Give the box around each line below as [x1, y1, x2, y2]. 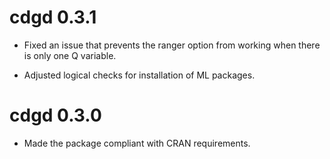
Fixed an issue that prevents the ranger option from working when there [23, 39, 321, 51]
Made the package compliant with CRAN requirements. [23, 137, 251, 149]
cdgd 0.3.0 [9, 104, 102, 127]
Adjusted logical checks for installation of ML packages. [23, 69, 256, 81]
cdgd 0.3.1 [9, 6, 97, 29]
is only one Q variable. [23, 49, 117, 61]
